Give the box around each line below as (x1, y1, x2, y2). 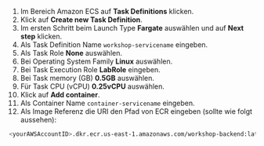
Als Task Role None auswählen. (20, 49, 122, 57)
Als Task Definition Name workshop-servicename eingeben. (20, 40, 208, 49)
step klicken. (20, 31, 63, 41)
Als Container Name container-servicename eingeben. (20, 98, 195, 108)
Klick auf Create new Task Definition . (20, 15, 143, 24)
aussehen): (20, 115, 57, 124)
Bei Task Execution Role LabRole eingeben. (20, 65, 161, 74)
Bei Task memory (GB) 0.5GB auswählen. (20, 74, 155, 82)
